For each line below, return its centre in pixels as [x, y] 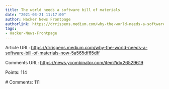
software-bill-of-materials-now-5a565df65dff [53, 53]
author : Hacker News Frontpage [38, 19]
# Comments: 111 [23, 82]
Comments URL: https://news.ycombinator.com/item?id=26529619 [74, 63]
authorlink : [18, 24]
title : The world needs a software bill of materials [63, 10]
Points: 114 [16, 72]
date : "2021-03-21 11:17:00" [36, 15]
